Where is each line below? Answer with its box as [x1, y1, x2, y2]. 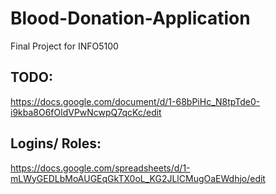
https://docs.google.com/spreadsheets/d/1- [10, 162, 191, 174]
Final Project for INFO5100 [10, 40, 119, 52]
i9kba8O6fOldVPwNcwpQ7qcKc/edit [10, 106, 162, 118]
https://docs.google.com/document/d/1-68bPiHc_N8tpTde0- [10, 95, 261, 107]
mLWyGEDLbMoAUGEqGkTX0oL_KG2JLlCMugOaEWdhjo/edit [10, 172, 266, 184]
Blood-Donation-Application [10, 7, 251, 30]
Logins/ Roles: [10, 135, 102, 152]
